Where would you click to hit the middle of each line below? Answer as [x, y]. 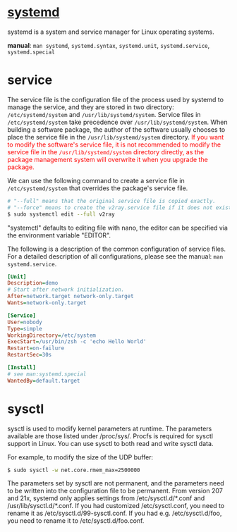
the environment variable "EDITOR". [59, 235]
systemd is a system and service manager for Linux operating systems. [111, 32]
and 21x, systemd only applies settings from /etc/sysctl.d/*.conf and [106, 498]
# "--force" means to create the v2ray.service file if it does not [110, 208]
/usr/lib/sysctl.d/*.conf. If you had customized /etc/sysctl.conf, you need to [116, 506]
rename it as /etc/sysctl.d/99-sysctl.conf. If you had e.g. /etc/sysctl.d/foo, [115, 513]
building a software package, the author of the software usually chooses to [116, 129]
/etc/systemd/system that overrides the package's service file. [98, 188]
